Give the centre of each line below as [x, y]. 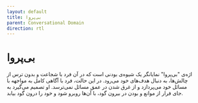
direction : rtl [26, 28]
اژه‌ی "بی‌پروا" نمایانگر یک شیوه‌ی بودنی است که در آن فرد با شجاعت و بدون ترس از [100, 74]
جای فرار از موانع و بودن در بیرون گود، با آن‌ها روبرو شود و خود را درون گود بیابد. [95, 93]
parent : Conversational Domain [45, 23]
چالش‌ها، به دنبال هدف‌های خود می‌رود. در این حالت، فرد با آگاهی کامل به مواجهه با [97, 80]
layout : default [27, 12]
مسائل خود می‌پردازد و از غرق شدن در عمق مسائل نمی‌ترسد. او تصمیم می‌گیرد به [97, 87]
